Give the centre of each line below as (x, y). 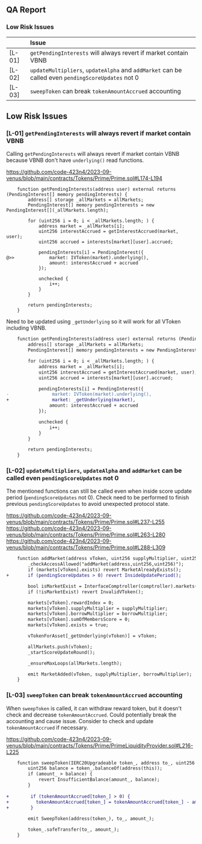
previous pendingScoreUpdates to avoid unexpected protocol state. (88, 504)
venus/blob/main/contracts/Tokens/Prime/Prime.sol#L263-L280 (86, 535)
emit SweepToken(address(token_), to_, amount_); (91, 819)
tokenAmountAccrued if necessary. (47, 727)
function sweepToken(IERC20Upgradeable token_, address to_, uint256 (106, 763)
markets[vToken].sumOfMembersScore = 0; (79, 620)
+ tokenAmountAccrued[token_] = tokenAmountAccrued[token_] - (98, 802)
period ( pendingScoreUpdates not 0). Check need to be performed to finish (98, 497)
